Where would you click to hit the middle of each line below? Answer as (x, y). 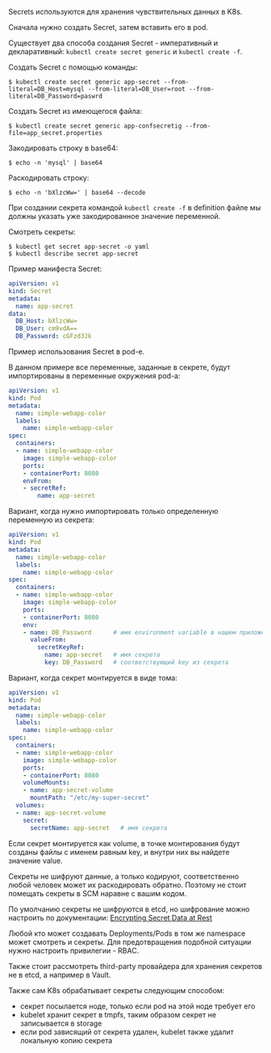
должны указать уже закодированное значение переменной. (115, 216)
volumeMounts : (46, 783)
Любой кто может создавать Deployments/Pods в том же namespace (127, 933)
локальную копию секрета (66, 1040)
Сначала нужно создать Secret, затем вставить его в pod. (108, 27)
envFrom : (38, 481)
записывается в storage (61, 1023)
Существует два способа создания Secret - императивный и (113, 43)
